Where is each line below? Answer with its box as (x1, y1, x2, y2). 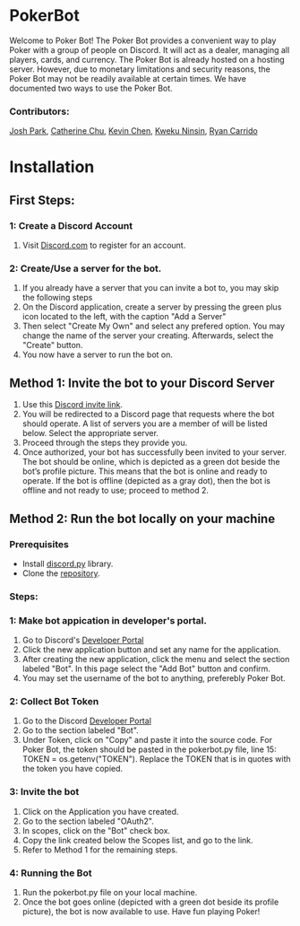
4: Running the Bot (9, 867, 92, 879)
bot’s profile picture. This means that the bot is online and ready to (21, 466, 268, 476)
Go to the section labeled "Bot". (21, 725, 139, 736)
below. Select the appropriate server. (21, 428, 159, 439)
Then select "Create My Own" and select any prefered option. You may (21, 320, 285, 332)
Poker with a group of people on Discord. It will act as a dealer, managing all (9, 44, 290, 55)
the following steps (21, 293, 93, 303)
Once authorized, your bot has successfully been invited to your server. (21, 447, 287, 458)
